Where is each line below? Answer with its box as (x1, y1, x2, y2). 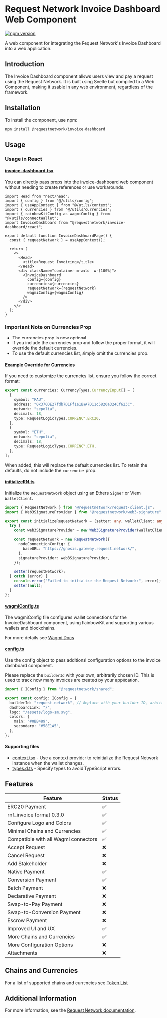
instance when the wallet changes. (12, 760, 84, 766)
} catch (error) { (9, 574, 48, 579)
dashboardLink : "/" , (9, 705, 52, 710)
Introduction (5, 60, 45, 68)
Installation (5, 104, 41, 112)
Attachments (7, 949, 38, 956)
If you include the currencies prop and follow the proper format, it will (12, 340, 155, 346)
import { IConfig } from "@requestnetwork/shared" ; (5, 687, 114, 692)
